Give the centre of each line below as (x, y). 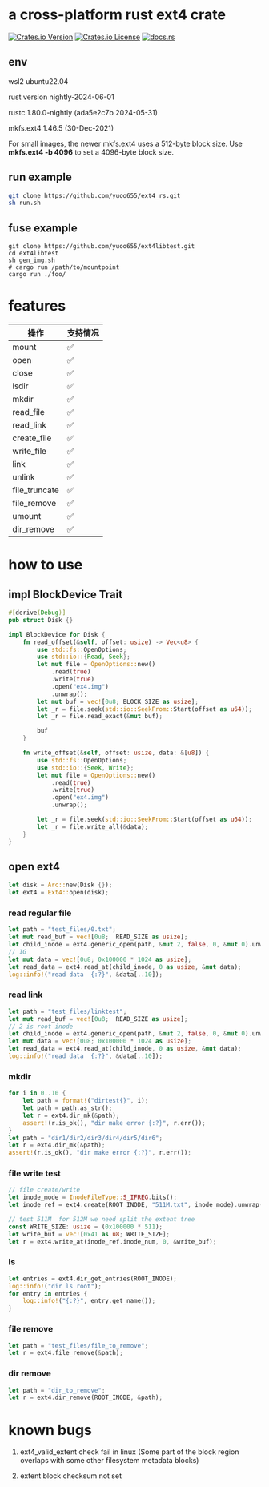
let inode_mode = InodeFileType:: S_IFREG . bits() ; (93, 1198)
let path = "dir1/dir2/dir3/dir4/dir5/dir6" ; (85, 1138)
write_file (29, 452)
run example (40, 177)
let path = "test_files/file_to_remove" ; (78, 1346)
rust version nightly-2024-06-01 (61, 97)
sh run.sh (25, 203)
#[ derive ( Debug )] (37, 613)
